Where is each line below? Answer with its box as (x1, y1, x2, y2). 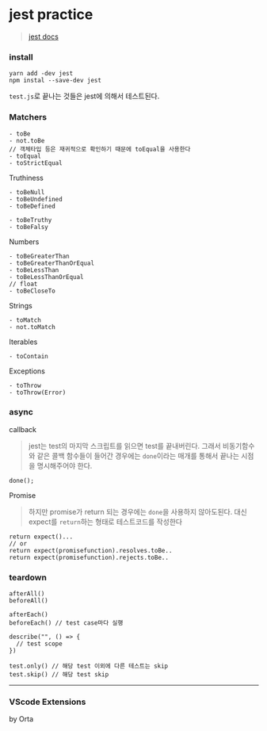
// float (9, 280, 38, 288)
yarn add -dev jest (9, 70, 74, 78)
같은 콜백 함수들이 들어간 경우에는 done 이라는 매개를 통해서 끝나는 (36, 450, 240, 461)
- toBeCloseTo (9, 287, 56, 295)
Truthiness (9, 173, 44, 182)
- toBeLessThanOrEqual (9, 273, 84, 281)
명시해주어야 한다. (36, 461, 93, 470)
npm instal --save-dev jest (9, 77, 102, 85)
